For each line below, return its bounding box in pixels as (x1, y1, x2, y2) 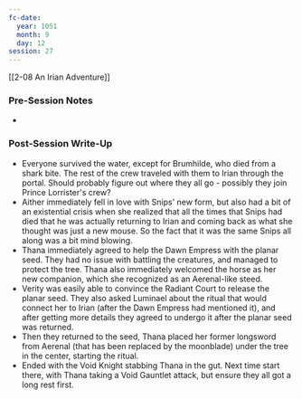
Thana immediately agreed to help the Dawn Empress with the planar (21, 244, 279, 255)
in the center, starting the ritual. (21, 350, 139, 361)
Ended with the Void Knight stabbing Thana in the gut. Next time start (21, 359, 280, 371)
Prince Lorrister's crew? (21, 186, 111, 197)
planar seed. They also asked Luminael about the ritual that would (21, 292, 268, 303)
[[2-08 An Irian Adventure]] (8, 71, 110, 82)
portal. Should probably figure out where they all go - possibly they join (21, 177, 288, 188)
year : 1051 (16, 22, 58, 31)
